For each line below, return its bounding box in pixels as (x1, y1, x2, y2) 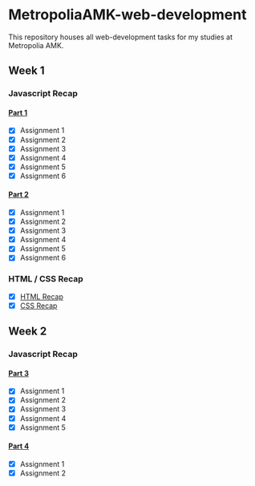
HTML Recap (19, 291, 64, 302)
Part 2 (8, 190, 30, 200)
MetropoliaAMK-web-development (8, 6, 247, 24)
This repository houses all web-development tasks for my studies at (8, 32, 233, 42)
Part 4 (8, 441, 30, 451)
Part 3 (8, 368, 30, 378)
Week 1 (8, 64, 45, 78)
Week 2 (8, 325, 47, 338)
